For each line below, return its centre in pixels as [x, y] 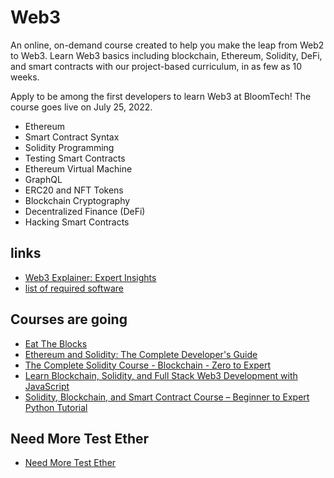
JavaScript [47, 386]
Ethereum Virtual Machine [78, 168]
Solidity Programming [69, 147]
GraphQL [43, 179]
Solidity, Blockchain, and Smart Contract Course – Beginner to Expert [167, 397]
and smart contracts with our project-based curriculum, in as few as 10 [156, 66]
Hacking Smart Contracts [77, 222]
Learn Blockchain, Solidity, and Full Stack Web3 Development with [161, 375]
